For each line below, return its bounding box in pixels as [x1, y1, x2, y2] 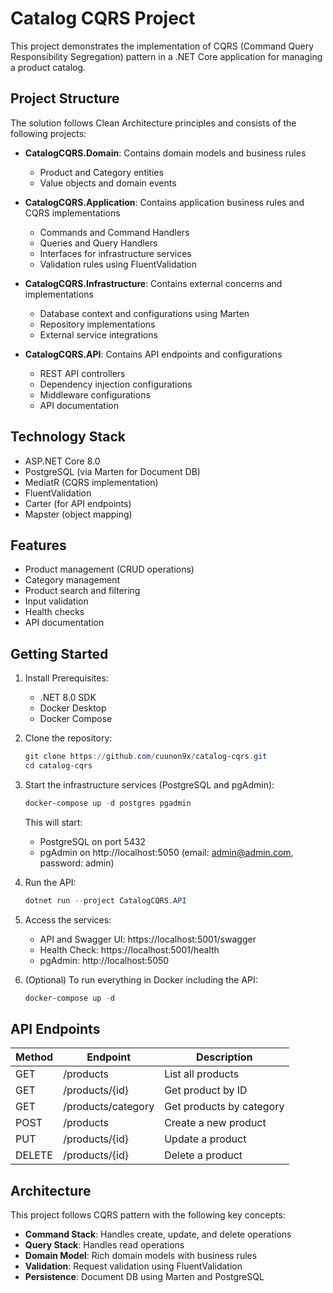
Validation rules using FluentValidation [39, 258, 197, 270]
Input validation [24, 595, 89, 607]
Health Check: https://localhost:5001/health [39, 943, 220, 956]
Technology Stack [10, 428, 126, 446]
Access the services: [24, 913, 112, 926]
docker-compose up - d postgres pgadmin [24, 798, 192, 808]
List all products [164, 1067, 240, 1081]
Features [10, 537, 67, 554]
